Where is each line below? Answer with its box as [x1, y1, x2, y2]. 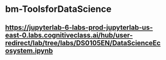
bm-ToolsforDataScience [5, 3, 112, 15]
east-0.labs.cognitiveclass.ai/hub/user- [5, 31, 133, 39]
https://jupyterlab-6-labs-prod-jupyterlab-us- [5, 23, 153, 32]
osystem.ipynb [5, 46, 53, 55]
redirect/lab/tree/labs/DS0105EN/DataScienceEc [5, 39, 161, 47]
